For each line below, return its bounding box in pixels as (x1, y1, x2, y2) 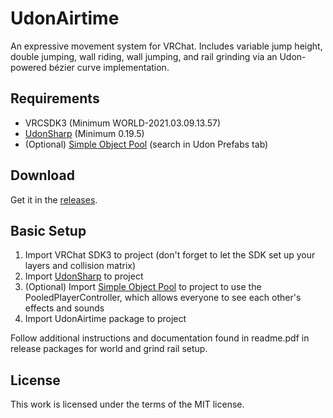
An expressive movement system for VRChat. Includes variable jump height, (10, 40, 323, 52)
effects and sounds (24, 302, 105, 314)
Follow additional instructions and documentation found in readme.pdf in (10, 332, 310, 344)
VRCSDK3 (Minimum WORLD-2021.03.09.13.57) (24, 117, 222, 129)
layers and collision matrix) (24, 260, 137, 272)
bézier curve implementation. (48, 61, 170, 73)
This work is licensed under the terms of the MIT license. (10, 398, 245, 411)
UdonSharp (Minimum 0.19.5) (24, 127, 145, 139)
